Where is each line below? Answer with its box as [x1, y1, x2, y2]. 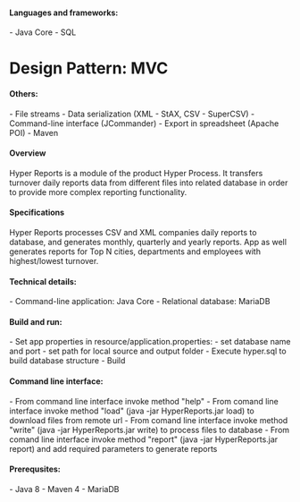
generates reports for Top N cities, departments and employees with [9, 246, 262, 257]
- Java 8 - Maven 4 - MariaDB [9, 483, 120, 494]
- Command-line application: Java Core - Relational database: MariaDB [9, 296, 271, 307]
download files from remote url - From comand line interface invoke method [9, 414, 288, 425]
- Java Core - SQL [9, 27, 77, 38]
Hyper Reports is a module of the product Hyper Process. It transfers [9, 167, 263, 178]
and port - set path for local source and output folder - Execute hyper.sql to [9, 345, 287, 357]
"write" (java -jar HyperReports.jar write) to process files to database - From [9, 424, 290, 435]
